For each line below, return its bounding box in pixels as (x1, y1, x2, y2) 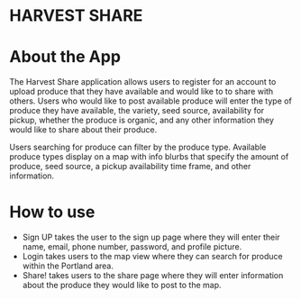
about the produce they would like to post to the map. (22, 280, 223, 291)
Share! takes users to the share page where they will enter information (22, 270, 284, 281)
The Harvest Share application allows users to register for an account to (9, 77, 277, 87)
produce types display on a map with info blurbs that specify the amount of (9, 151, 289, 162)
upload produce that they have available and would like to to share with (9, 86, 274, 97)
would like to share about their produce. (9, 124, 158, 135)
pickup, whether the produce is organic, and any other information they (9, 114, 275, 126)
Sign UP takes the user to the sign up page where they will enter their (22, 231, 281, 243)
